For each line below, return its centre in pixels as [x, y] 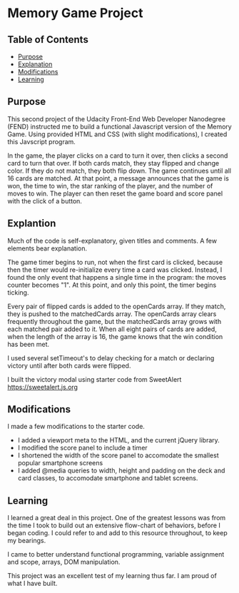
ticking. [18, 292]
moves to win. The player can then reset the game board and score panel [115, 193]
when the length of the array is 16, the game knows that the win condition [115, 336]
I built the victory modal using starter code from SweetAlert [95, 379]
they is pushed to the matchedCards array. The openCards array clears [112, 314]
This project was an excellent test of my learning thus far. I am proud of [112, 576]
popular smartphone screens [60, 463]
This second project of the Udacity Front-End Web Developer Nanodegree [117, 118]
